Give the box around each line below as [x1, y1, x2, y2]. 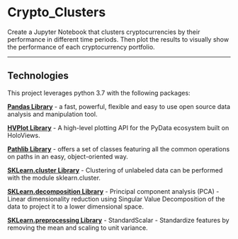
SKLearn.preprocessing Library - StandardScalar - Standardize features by [7, 216, 229, 224]
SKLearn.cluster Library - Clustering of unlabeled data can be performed [7, 165, 223, 174]
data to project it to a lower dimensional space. [7, 202, 144, 211]
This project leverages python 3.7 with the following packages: [7, 88, 191, 97]
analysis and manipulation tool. [7, 110, 98, 118]
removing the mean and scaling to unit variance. [7, 223, 148, 232]
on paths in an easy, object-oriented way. [7, 152, 129, 161]
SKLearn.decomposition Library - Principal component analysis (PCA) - [7, 187, 220, 195]
